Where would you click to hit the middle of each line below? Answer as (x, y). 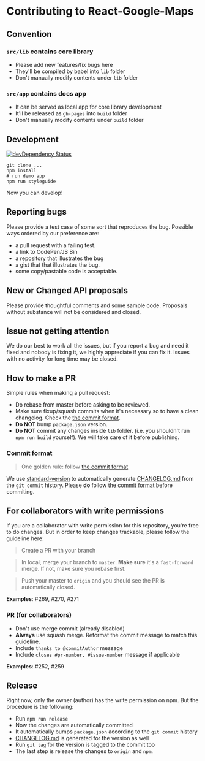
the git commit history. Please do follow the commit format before (90, 485)
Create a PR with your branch (58, 551)
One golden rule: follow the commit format (75, 467)
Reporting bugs (37, 212)
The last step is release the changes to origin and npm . (84, 751)
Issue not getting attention (58, 331)
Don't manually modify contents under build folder (79, 120)
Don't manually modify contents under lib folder (76, 77)
